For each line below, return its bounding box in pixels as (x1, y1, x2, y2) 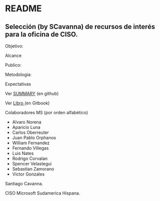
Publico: (5, 62, 22, 68)
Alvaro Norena (12, 119, 42, 125)
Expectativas (5, 81, 31, 87)
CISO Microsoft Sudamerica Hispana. (5, 190, 80, 196)
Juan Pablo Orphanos (12, 135, 56, 140)
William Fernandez (12, 140, 50, 146)
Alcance (5, 52, 22, 58)
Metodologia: (5, 72, 32, 77)
